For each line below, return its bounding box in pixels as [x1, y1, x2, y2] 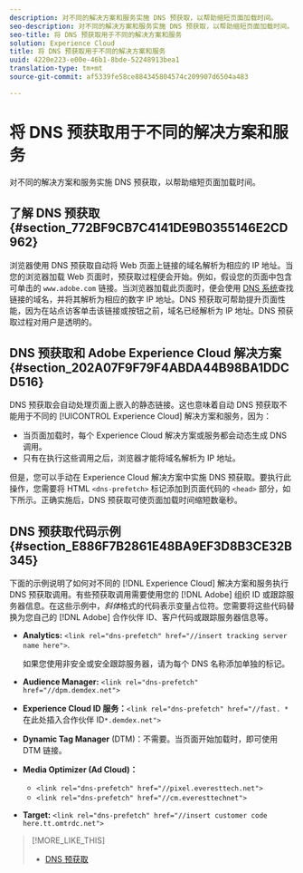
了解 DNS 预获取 [9, 206, 100, 221]
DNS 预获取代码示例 [9, 523, 121, 539]
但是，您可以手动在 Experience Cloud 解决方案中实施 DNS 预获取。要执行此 [9, 472, 292, 483]
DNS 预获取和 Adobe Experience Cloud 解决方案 [9, 345, 282, 361]
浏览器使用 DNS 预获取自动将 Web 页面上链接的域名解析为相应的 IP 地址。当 [9, 259, 294, 270]
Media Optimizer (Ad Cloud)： [22, 764, 138, 775]
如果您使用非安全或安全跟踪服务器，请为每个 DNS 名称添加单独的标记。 [22, 658, 290, 669]
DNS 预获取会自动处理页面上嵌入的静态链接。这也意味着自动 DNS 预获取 [9, 400, 280, 411]
